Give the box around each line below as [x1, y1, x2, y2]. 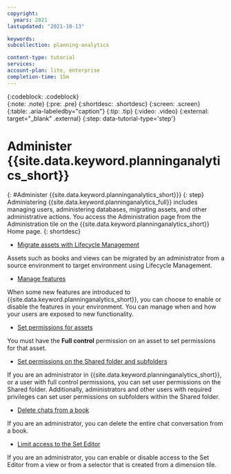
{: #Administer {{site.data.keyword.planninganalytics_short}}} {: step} [7, 190, 205, 198]
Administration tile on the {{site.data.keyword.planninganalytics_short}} [7, 220, 210, 228]
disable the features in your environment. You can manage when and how [7, 302, 217, 311]
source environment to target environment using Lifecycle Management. [7, 261, 212, 269]
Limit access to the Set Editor [17, 440, 101, 448]
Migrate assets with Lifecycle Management [17, 240, 140, 249]
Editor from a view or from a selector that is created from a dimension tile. [7, 460, 217, 468]
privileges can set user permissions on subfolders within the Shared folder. [7, 392, 221, 400]
